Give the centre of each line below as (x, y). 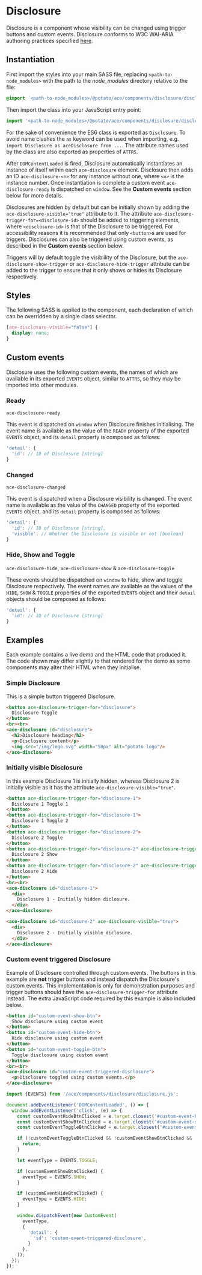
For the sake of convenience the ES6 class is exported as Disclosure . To (96, 132)
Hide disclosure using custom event (57, 1038)
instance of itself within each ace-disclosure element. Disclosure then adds (100, 170)
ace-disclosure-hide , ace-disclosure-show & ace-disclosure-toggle (90, 568)
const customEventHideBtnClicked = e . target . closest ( (86, 1116)
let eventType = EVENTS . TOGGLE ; (57, 1160)
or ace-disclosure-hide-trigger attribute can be (130, 263)
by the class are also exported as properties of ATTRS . (72, 152)
